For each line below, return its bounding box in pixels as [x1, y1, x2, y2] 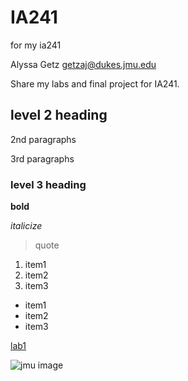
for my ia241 [10, 39, 62, 51]
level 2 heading [10, 107, 108, 124]
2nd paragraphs [10, 133, 77, 145]
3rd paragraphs [10, 152, 75, 165]
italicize [10, 220, 43, 232]
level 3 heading [10, 177, 87, 191]
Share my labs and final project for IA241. [10, 77, 180, 90]
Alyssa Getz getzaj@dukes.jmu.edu [10, 58, 157, 70]
